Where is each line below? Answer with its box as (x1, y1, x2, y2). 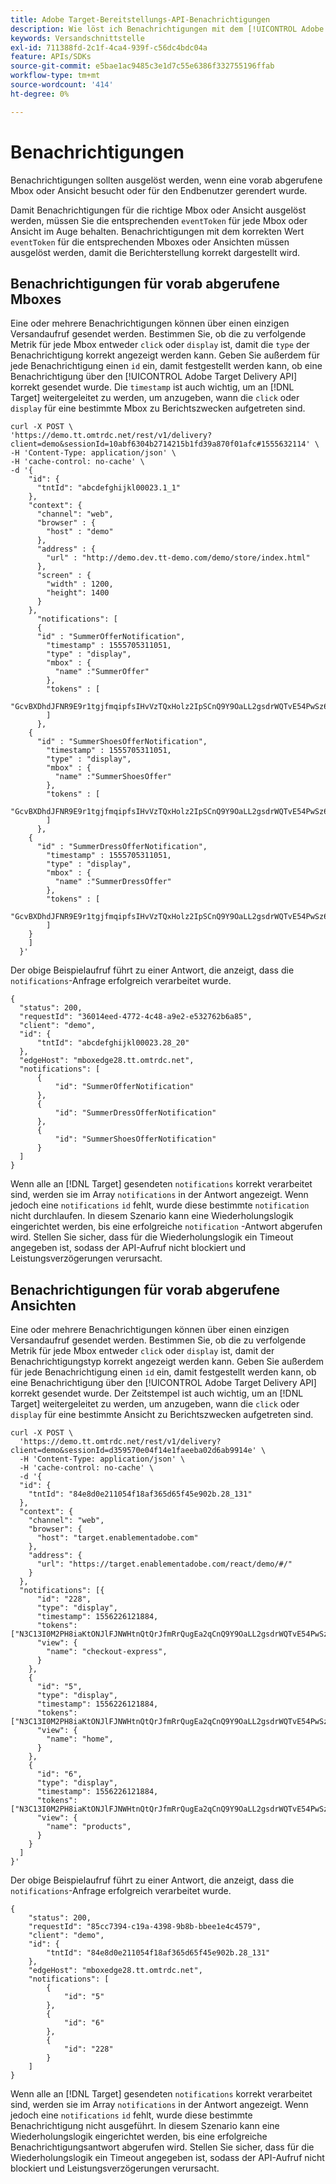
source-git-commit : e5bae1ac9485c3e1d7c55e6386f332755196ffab (10, 61, 275, 71)
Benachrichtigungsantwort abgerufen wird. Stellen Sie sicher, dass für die (10, 2141, 315, 2153)
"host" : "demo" (46, 527, 114, 537)
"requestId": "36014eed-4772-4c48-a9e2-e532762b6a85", (19, 1012, 253, 1022)
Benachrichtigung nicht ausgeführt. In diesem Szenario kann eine (10, 2120, 280, 2132)
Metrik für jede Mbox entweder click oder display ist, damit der (10, 1345, 275, 1357)
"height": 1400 (46, 588, 110, 598)
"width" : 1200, (46, 579, 114, 590)
